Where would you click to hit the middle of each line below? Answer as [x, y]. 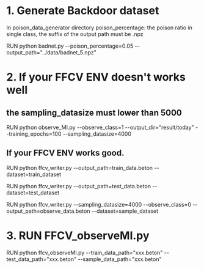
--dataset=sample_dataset [125, 211]
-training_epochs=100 [34, 134]
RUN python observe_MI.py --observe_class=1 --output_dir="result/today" [100, 127]
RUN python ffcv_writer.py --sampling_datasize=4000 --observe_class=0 [99, 204]
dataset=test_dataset [33, 193]
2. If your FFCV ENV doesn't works [96, 77]
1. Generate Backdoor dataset [83, 11]
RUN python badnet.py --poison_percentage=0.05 [70, 46]
